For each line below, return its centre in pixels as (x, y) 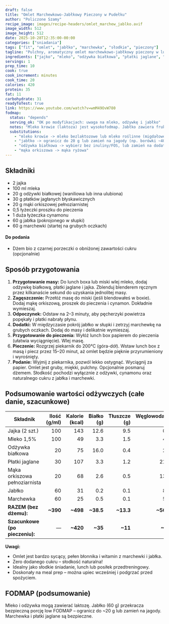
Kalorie (75, 416)
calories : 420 (20, 85)
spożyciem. (24, 578)
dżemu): (18, 513)
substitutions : (26, 131)
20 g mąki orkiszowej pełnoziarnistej (50, 204)
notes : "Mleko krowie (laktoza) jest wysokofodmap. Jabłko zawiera (82, 127)
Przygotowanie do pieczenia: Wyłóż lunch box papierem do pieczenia (86, 335)
